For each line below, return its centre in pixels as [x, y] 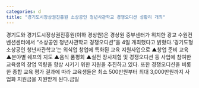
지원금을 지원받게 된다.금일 [48, 79]
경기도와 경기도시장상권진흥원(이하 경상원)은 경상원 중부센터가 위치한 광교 [91, 35]
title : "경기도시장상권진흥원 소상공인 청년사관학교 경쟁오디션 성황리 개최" [86, 17]
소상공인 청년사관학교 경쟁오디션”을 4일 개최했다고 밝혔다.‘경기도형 [116, 42]
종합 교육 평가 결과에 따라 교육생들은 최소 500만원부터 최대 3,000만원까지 [98, 71]
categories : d [24, 12]
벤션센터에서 [21, 42]
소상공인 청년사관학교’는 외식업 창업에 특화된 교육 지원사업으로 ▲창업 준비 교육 [97, 49]
